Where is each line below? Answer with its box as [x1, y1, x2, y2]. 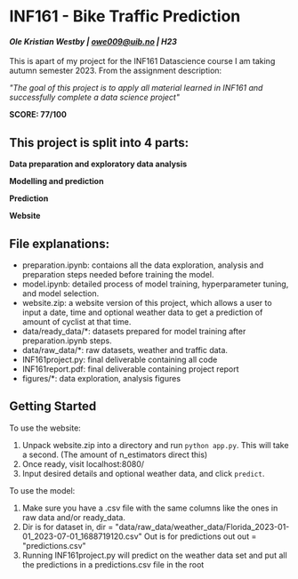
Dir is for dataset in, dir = [21, 521, 114, 532]
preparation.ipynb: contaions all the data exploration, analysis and [21, 260, 264, 270]
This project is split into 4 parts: [9, 135, 189, 150]
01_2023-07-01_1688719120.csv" [21, 531, 142, 542]
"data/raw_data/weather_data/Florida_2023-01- [115, 521, 290, 532]
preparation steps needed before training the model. [21, 269, 214, 280]
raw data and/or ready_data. [21, 511, 126, 522]
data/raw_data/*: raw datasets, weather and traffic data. [21, 345, 229, 356]
